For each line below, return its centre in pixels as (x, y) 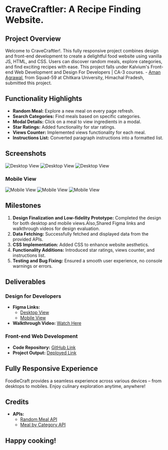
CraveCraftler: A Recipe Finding (73, 9)
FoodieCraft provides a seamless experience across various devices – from (83, 381)
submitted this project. (29, 83)
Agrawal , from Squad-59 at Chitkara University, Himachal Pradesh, (75, 77)
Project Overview (33, 39)
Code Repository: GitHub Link (44, 347)
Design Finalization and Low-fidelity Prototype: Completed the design (87, 217)
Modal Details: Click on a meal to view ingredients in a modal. (77, 122)
